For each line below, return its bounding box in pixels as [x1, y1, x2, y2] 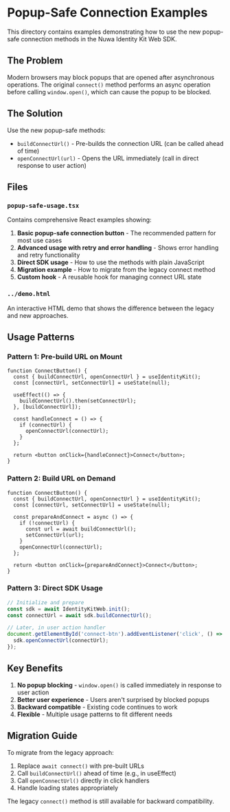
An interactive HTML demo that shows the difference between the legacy [7, 304, 214, 312]
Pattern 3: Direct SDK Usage [7, 584, 103, 593]
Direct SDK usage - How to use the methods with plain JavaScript [16, 258, 205, 266]
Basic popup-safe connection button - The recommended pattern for [16, 229, 216, 237]
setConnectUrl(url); [25, 531, 84, 538]
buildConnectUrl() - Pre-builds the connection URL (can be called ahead [16, 139, 224, 147]
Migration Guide [7, 730, 78, 742]
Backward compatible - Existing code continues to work [16, 703, 178, 711]
